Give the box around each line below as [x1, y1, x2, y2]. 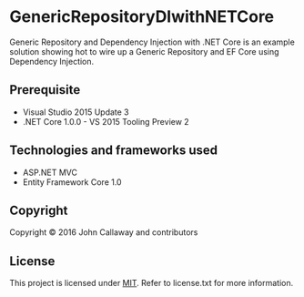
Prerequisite [9, 82, 81, 97]
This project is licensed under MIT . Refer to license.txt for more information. [9, 278, 294, 289]
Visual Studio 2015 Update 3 [22, 107, 129, 118]
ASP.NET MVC [22, 167, 77, 178]
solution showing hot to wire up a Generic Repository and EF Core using [9, 46, 279, 56]
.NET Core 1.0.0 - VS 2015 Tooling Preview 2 [22, 116, 189, 127]
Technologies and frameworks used [9, 143, 218, 159]
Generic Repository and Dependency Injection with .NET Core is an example [9, 36, 296, 47]
